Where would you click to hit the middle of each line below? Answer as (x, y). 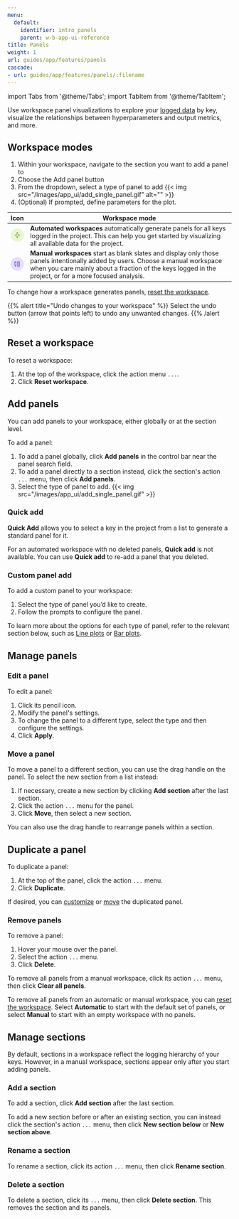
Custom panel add (40, 575)
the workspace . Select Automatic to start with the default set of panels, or (117, 1007)
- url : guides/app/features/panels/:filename (76, 75)
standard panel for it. (38, 535)
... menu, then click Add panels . (67, 479)
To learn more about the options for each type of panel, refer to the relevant (118, 626)
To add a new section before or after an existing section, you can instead (114, 1117)
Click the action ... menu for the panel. (75, 806)
